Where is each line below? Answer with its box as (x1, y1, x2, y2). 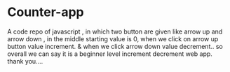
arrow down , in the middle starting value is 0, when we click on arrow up (7, 34, 219, 43)
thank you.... (7, 57, 43, 65)
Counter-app (7, 4, 84, 20)
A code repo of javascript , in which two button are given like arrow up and (7, 27, 223, 36)
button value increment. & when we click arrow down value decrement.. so (7, 42, 223, 50)
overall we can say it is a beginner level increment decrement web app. (7, 50, 212, 58)
